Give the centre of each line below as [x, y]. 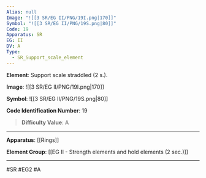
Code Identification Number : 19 [47, 110]
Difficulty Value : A [45, 122]
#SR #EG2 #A [24, 169]
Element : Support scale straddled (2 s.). [57, 75]
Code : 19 [17, 29]
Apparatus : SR [25, 35]
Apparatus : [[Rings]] [33, 140]
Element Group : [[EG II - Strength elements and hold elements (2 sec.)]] [97, 152]
